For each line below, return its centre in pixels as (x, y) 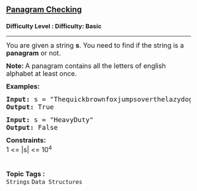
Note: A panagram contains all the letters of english (86, 66)
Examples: (23, 86)
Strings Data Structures (44, 182)
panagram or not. (34, 53)
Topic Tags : (26, 174)
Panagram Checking (44, 10)
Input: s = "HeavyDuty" (50, 120)
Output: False (32, 127)
